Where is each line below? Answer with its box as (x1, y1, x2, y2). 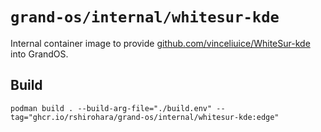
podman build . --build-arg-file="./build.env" (10, 103, 213, 113)
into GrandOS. (10, 48, 69, 60)
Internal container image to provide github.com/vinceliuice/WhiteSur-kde (10, 37, 311, 49)
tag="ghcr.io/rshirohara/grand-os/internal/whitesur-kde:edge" (10, 112, 280, 122)
